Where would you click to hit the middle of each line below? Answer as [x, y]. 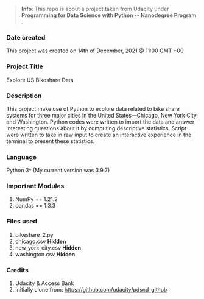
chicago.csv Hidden [40, 241]
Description [24, 96]
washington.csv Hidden [45, 254]
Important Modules [35, 186]
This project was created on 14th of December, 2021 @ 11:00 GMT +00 [95, 51]
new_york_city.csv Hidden [48, 248]
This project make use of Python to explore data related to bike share [93, 108]
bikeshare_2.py [34, 234]
